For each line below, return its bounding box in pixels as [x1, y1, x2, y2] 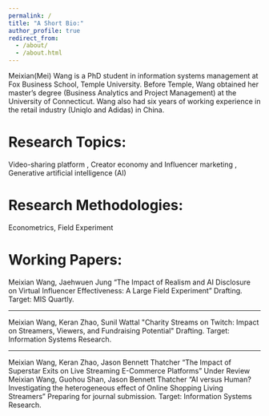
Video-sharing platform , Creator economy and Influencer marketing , [8, 160, 238, 169]
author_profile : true [8, 26, 81, 34]
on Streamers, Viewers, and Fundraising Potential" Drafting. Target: [8, 325, 230, 335]
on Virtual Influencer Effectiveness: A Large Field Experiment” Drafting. [8, 285, 243, 295]
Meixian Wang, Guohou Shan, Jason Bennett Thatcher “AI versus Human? [8, 374, 252, 384]
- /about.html [15, 49, 62, 57]
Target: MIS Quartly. [8, 294, 74, 304]
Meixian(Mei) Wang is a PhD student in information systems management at [8, 71, 259, 80]
